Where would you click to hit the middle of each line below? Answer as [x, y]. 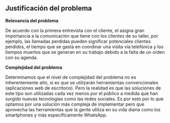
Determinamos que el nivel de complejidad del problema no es [71, 77]
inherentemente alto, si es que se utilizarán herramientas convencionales [82, 82]
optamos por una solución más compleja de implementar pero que [75, 104]
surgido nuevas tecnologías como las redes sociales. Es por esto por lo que [84, 99]
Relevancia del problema [32, 20]
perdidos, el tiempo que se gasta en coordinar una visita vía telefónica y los [84, 47]
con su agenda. [22, 57]
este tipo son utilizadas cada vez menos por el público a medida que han [82, 93]
